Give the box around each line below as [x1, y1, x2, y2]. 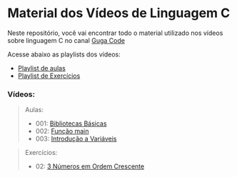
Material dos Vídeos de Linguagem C [7, 5, 231, 21]
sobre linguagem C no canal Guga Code [7, 36, 125, 44]
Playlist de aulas [17, 64, 66, 72]
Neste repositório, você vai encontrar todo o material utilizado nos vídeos [7, 29, 223, 37]
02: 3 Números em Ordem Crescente [35, 162, 145, 171]
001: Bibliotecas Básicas [35, 119, 107, 128]
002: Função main [35, 127, 89, 136]
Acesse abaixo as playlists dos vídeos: [7, 50, 121, 59]
